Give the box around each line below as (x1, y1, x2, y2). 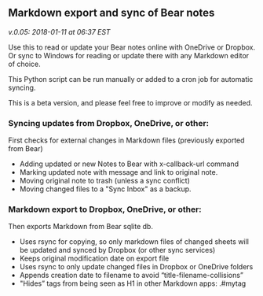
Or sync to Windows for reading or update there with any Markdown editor (8, 50, 250, 60)
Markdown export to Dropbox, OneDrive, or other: (8, 204, 202, 215)
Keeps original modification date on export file (19, 253, 170, 263)
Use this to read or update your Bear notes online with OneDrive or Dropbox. (8, 43, 256, 52)
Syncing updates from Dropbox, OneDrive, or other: (8, 117, 210, 128)
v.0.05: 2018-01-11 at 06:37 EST (8, 27, 111, 36)
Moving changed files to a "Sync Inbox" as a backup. (19, 184, 192, 194)
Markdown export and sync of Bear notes (8, 6, 215, 20)
